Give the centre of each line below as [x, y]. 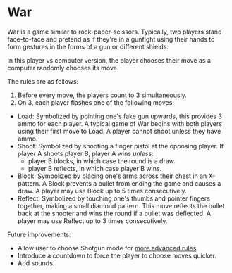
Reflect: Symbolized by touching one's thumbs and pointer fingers [114, 198]
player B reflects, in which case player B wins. [95, 168]
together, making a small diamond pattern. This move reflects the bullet [121, 205]
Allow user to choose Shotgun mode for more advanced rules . [108, 248]
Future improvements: [39, 234]
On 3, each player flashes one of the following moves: [96, 102]
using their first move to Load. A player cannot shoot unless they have [119, 131]
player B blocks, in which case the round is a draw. [102, 161]
